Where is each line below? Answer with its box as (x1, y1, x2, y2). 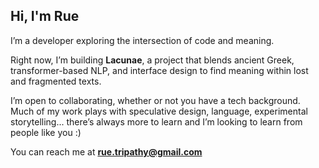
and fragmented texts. (10, 75, 102, 87)
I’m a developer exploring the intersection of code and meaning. (10, 34, 275, 46)
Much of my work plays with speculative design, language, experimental (10, 105, 308, 117)
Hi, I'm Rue (10, 8, 80, 25)
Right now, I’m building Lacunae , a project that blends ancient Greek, (10, 54, 295, 66)
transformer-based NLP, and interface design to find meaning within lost (10, 64, 309, 76)
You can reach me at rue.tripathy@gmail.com (10, 145, 203, 158)
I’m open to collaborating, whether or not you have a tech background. (10, 94, 301, 106)
